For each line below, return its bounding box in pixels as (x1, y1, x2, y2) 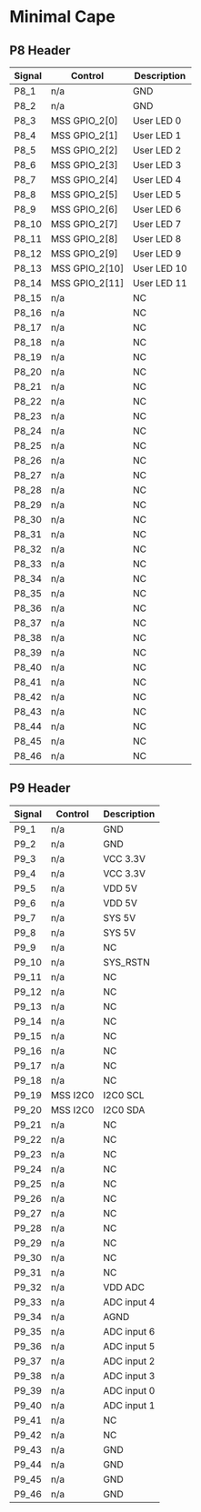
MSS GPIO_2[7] (50, 218, 118, 230)
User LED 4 (132, 174, 182, 185)
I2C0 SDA (103, 1103, 146, 1116)
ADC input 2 (103, 1355, 156, 1367)
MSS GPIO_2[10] (50, 262, 125, 275)
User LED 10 (132, 262, 188, 275)
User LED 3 (132, 159, 182, 171)
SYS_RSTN (103, 956, 150, 968)
